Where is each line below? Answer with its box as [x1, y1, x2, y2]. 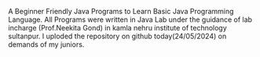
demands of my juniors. [8, 40, 85, 49]
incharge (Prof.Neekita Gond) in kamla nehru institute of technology [8, 23, 228, 32]
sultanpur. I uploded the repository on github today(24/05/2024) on [8, 31, 227, 41]
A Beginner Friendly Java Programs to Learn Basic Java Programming [8, 7, 234, 16]
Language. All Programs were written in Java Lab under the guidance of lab [8, 15, 253, 24]
